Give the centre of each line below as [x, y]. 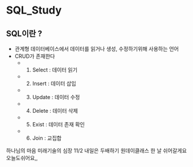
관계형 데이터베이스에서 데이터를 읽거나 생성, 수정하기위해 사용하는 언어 [97, 49]
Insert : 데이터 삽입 [54, 83]
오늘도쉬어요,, [22, 158]
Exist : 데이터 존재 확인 [58, 124]
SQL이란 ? [24, 33]
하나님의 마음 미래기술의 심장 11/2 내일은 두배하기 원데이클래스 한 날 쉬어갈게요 [97, 150]
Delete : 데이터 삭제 [55, 111]
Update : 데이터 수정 [56, 97]
